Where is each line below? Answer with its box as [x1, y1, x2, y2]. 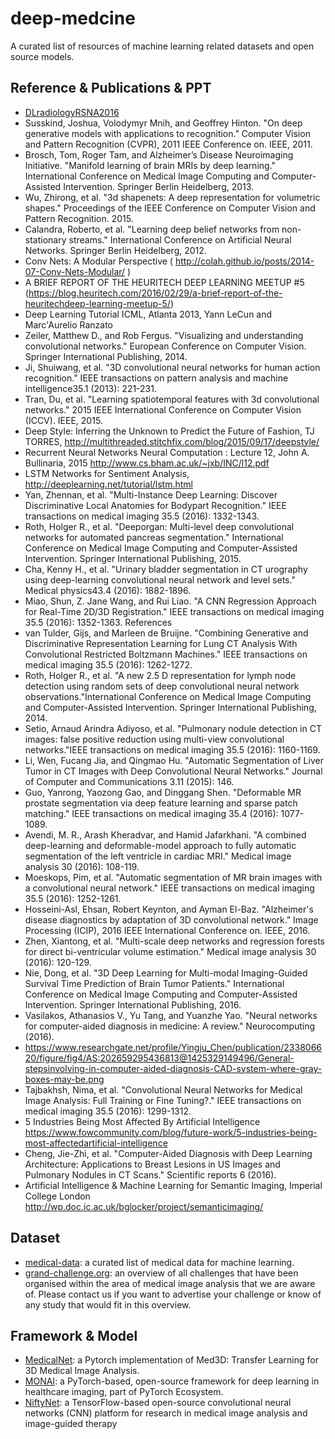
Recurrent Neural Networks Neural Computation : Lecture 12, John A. [24, 446, 310, 458]
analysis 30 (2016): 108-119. [24, 860, 140, 872]
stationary [24, 233, 67, 246]
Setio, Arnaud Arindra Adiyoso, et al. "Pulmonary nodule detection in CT [24, 722, 322, 734]
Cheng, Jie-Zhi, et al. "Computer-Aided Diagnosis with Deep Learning [24, 1147, 313, 1159]
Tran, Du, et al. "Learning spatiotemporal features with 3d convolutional [24, 393, 320, 405]
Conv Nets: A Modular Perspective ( [24, 255, 173, 267]
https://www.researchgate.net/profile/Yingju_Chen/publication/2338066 [24, 1041, 323, 1053]
